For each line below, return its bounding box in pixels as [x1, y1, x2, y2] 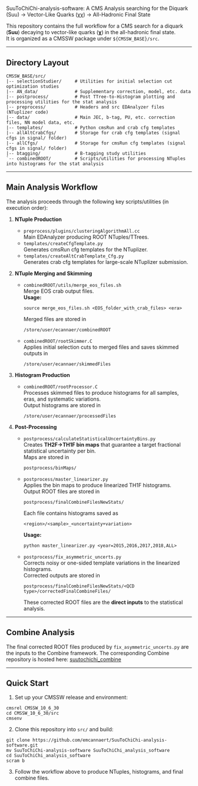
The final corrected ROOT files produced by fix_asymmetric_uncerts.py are [6, 643, 189, 650]
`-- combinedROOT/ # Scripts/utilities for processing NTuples [6, 156, 186, 161]
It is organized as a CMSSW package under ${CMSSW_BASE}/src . [6, 35, 160, 42]
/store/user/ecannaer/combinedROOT [23, 326, 111, 333]
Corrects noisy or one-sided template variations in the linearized [23, 559, 180, 566]
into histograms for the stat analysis [6, 161, 104, 167]
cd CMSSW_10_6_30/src [6, 711, 60, 716]
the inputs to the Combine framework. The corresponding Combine [6, 649, 170, 656]
